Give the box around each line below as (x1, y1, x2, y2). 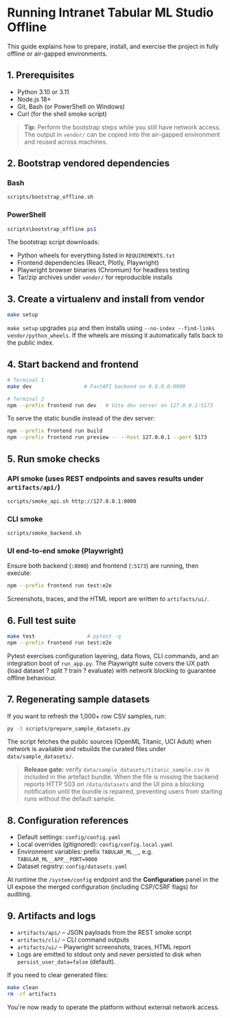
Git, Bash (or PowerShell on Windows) (16, 102, 125, 111)
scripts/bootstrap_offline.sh (7, 194, 94, 201)
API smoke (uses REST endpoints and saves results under (7, 473, 204, 483)
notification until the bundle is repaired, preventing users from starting (23, 788, 222, 796)
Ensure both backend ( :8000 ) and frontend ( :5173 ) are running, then (7, 562, 199, 570)
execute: (7, 569, 32, 577)
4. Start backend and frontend (7, 358, 139, 370)
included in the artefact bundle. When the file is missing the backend (23, 772, 219, 781)
